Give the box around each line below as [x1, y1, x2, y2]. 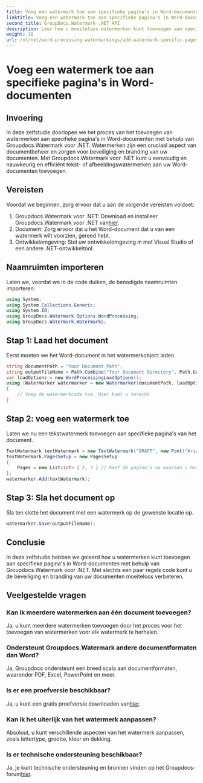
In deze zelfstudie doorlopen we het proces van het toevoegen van [6, 129, 173, 136]
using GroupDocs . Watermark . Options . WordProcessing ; [6, 313, 139, 319]
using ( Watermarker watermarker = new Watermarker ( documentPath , [6, 380, 174, 386]
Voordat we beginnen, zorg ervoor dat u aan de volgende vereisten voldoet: [6, 201, 195, 208]
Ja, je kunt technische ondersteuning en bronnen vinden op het [6, 764, 164, 772]
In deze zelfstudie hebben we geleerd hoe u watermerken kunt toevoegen [6, 553, 190, 560]
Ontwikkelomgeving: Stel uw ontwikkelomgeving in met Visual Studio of [14, 238, 194, 245]
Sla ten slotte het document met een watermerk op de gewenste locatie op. [6, 508, 194, 516]
